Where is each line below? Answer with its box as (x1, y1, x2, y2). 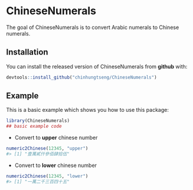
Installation (6, 47, 48, 57)
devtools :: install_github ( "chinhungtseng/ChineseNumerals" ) (6, 74, 158, 80)
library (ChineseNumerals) (6, 118, 70, 124)
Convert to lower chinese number (14, 162, 97, 169)
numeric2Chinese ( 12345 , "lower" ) (6, 173, 89, 179)
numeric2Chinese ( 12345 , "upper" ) (6, 146, 89, 152)
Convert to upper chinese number (14, 134, 98, 141)
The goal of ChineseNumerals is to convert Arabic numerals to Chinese (6, 24, 179, 31)
